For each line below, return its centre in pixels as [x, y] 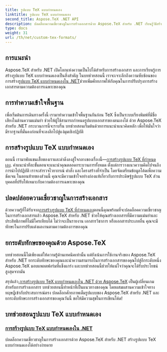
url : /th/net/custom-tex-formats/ [41, 38]
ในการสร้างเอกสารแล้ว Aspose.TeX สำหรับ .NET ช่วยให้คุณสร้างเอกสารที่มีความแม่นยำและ [82, 215]
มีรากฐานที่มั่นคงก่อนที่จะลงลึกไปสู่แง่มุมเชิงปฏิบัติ [44, 131]
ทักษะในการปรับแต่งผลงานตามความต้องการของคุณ [46, 227]
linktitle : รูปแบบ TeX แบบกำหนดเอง [38, 14]
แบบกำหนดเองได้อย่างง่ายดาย [29, 345]
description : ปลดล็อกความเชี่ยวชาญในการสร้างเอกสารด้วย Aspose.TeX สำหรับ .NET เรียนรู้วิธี [81, 24]
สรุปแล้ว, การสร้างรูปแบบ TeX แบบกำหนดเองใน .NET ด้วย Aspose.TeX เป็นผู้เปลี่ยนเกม [80, 281]
